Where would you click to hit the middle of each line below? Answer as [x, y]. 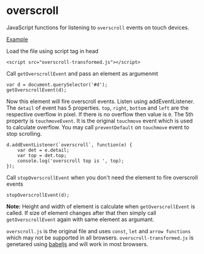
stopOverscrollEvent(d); [38, 195]
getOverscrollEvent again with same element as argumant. [80, 219]
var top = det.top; [42, 155]
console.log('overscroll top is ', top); [71, 161]
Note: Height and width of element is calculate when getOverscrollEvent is [101, 206]
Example [17, 39]
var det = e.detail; [43, 150]
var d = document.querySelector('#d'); [57, 85]
